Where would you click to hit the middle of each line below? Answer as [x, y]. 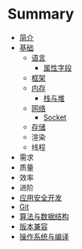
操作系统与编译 [44, 236]
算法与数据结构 [44, 216]
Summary [41, 14]
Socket [55, 117]
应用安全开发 [40, 197]
